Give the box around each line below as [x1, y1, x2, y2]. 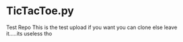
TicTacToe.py [6, 4, 75, 18]
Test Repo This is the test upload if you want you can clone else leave [6, 24, 178, 31]
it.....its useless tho [6, 30, 52, 37]
